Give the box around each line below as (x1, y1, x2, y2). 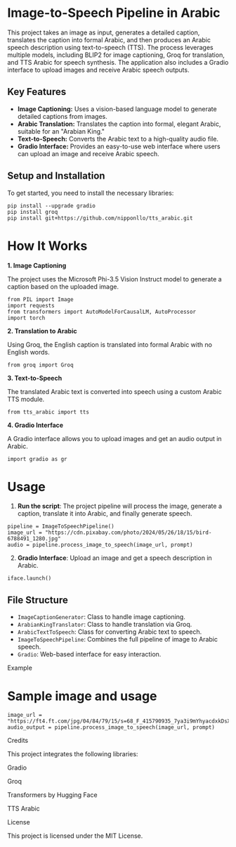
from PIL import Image (7, 295, 74, 303)
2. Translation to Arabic (7, 326, 77, 335)
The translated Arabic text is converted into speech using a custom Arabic (7, 387, 223, 395)
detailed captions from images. (17, 112, 107, 120)
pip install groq (7, 208, 58, 215)
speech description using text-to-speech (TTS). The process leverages (7, 43, 214, 51)
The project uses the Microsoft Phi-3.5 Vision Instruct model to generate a (7, 274, 223, 283)
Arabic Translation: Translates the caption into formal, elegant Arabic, (17, 120, 221, 128)
